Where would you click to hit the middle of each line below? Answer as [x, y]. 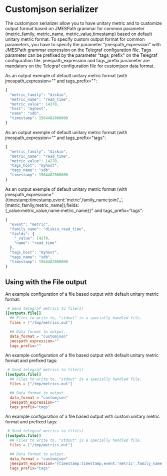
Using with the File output [46, 282]
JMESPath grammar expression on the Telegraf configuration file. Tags [78, 50]
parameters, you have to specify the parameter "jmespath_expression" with [83, 44]
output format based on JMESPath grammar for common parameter [75, 28]
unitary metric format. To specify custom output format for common [75, 39]
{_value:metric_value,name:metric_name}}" [49, 210]
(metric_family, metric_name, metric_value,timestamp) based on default [79, 34]
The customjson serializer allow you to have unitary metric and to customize [83, 23]
